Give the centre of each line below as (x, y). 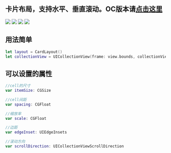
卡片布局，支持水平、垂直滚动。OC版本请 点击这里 (84, 9)
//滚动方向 (15, 142)
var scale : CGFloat (26, 118)
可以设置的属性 (29, 74)
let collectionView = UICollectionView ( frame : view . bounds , (70, 57)
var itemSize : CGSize (28, 91)
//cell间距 (16, 99)
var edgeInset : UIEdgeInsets (36, 132)
